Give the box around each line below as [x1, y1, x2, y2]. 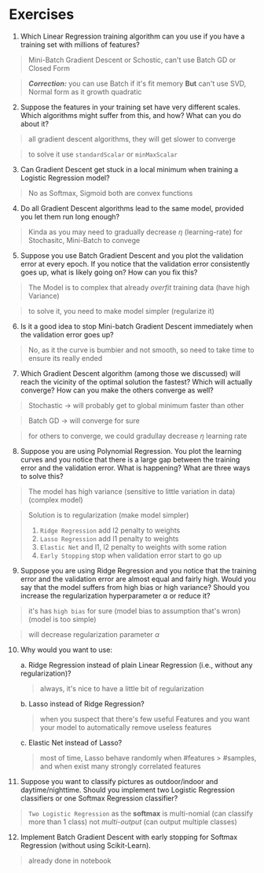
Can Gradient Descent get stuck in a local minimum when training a [20, 164, 239, 174]
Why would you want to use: [20, 645, 113, 654]
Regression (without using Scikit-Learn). [20, 840, 152, 850]
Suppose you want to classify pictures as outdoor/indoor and [20, 776, 218, 786]
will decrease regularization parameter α [27, 629, 160, 639]
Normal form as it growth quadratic [27, 87, 142, 96]
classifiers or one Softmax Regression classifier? [20, 793, 178, 803]
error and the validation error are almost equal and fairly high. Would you [20, 574, 256, 584]
